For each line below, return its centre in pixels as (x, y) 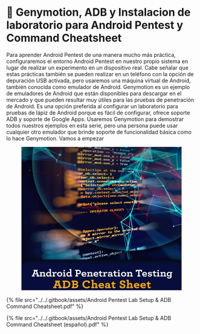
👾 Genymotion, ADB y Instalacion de (98, 12)
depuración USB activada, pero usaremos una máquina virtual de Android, (99, 80)
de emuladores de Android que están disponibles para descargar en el (94, 93)
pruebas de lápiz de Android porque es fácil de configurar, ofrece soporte (98, 113)
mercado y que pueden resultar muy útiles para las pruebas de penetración (100, 100)
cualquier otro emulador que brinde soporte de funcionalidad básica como (99, 132)
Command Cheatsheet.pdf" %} (45, 306)
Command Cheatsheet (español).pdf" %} (57, 324)
